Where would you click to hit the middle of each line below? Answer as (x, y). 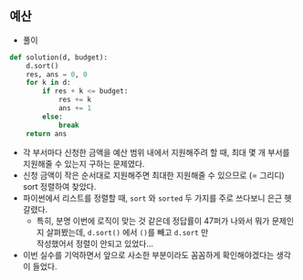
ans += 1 (75, 109)
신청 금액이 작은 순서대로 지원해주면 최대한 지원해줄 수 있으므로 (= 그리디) (153, 175)
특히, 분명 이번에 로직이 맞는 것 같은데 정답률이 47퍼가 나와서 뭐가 (153, 221)
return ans (47, 134)
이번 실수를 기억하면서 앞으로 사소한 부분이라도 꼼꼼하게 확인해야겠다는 (148, 254)
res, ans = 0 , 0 (57, 74)
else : (53, 117)
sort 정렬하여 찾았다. (59, 186)
